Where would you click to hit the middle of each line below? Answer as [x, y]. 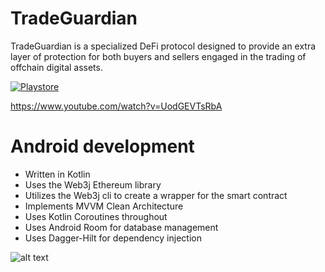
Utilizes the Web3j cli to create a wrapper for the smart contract [156, 195]
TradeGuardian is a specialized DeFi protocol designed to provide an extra [163, 46]
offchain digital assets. [56, 67]
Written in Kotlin [57, 174]
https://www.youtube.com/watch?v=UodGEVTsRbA [116, 106]
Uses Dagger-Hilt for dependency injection [113, 238]
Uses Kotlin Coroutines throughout [96, 216]
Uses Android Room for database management [121, 227]
